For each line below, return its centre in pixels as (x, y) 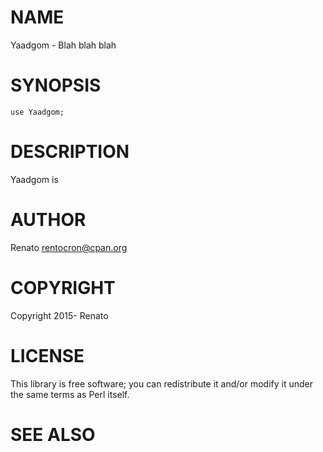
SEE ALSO (53, 434)
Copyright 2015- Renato (59, 315)
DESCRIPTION (70, 152)
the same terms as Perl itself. (70, 394)
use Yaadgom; (37, 112)
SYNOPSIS (56, 85)
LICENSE (47, 355)
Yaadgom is (34, 179)
